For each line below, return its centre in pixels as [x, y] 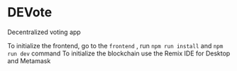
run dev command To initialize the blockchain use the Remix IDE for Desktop [119, 53]
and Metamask [29, 60]
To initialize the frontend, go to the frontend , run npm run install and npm [115, 45]
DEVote [30, 12]
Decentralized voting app [44, 32]
